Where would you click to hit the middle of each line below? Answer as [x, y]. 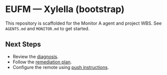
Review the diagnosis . [36, 56]
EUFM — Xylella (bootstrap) [65, 9]
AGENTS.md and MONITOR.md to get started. [47, 28]
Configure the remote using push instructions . [61, 67]
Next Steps [23, 45]
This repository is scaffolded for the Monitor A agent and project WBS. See [83, 23]
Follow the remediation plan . [42, 62]
